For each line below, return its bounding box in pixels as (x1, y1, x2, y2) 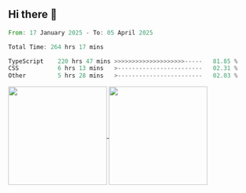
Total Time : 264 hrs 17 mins (8, 43, 104, 51)
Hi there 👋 (8, 8, 58, 21)
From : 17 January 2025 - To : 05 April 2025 (8, 28, 154, 36)
